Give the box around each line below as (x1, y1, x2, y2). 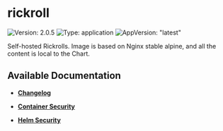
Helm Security (17, 116, 62, 124)
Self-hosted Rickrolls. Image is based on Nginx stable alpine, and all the (7, 42, 217, 50)
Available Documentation (7, 70, 122, 82)
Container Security (17, 102, 76, 111)
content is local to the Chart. (7, 49, 91, 58)
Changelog (17, 88, 52, 96)
